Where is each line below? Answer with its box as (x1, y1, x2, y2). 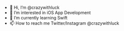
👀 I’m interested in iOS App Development (9, 10, 91, 15)
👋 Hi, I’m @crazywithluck (9, 5, 60, 10)
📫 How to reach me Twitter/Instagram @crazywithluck (9, 20, 120, 26)
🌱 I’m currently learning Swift (9, 15, 68, 20)
